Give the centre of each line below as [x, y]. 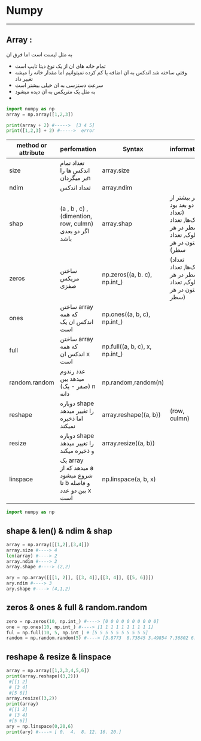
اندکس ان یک [77, 322]
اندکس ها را [75, 170]
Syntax [133, 149]
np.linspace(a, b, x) [129, 479]
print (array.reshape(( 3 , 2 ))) [42, 676]
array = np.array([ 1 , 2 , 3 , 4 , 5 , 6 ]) [48, 671]
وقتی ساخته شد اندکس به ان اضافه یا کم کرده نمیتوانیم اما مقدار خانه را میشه [101, 72]
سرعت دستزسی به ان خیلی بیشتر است [59, 85]
